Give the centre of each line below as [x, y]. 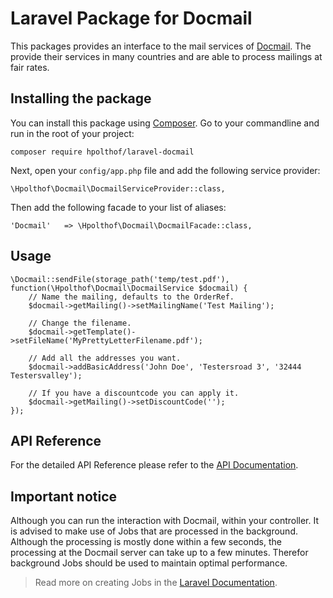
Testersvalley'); [46, 375]
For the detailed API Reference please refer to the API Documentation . [154, 465]
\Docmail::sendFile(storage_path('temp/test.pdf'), [120, 279]
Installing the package [81, 98]
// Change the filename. [80, 323]
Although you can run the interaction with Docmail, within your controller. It [165, 521]
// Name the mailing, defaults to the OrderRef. [131, 297]
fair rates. [30, 67]
